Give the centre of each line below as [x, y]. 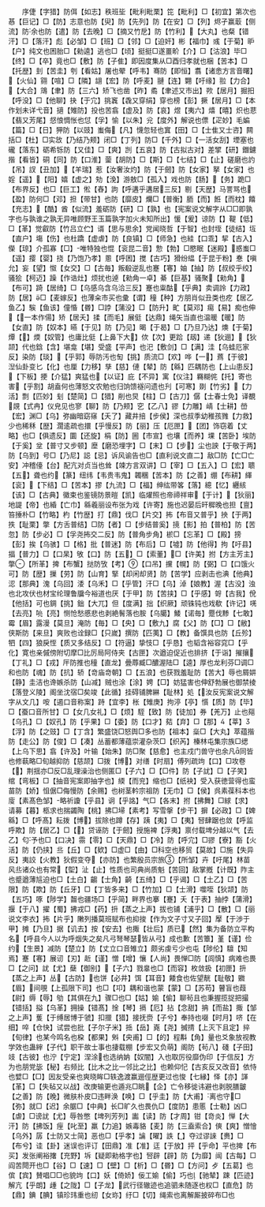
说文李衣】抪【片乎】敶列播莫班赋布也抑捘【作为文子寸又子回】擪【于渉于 [129, 919]
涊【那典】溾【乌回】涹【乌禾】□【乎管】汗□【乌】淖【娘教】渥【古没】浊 [132, 583]
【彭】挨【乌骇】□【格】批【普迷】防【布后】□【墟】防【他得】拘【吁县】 [132, 544]
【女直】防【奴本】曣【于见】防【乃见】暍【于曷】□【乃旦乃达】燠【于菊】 [132, 327]
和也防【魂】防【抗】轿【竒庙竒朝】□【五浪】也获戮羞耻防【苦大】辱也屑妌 [132, 672]
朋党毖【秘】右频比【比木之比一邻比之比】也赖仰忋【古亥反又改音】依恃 [139, 1067]
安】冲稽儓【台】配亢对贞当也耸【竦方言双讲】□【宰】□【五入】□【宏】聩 [132, 465]
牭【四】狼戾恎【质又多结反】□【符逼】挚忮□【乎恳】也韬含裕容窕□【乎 [128, 643]
